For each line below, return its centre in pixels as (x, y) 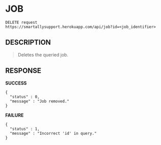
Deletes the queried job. (43, 54)
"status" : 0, (25, 97)
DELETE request (21, 22)
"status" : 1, (25, 129)
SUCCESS (16, 83)
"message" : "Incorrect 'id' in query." (53, 133)
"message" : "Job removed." (40, 101)
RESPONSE (23, 71)
